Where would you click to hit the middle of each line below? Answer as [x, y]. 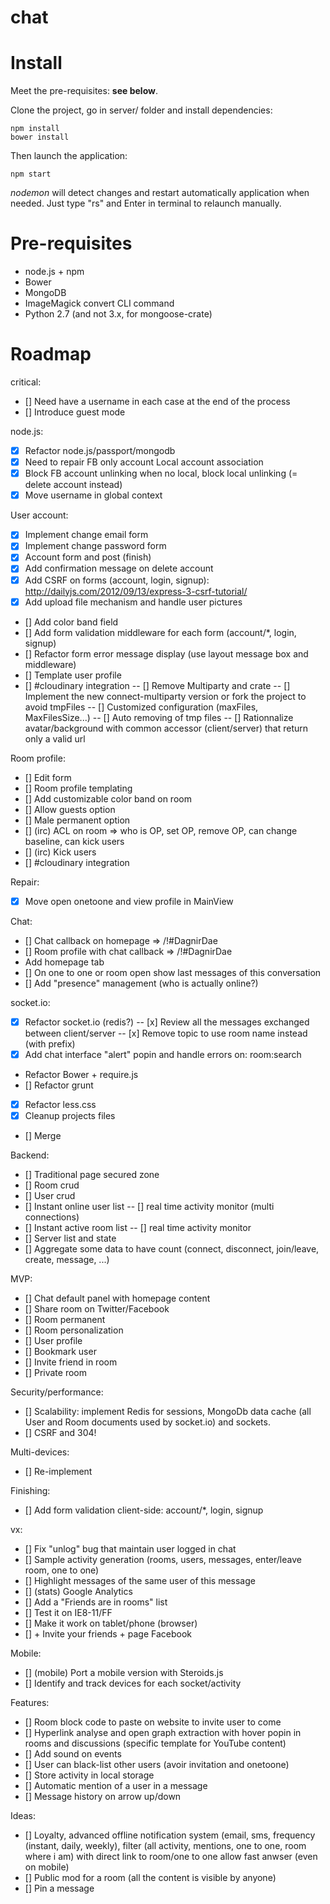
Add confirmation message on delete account [119, 568]
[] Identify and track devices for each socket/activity [133, 1683]
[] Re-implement [58, 1471]
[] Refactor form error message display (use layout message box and [166, 653]
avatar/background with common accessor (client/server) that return [166, 728]
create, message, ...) [67, 1259]
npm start [31, 174]
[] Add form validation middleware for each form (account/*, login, [160, 632]
